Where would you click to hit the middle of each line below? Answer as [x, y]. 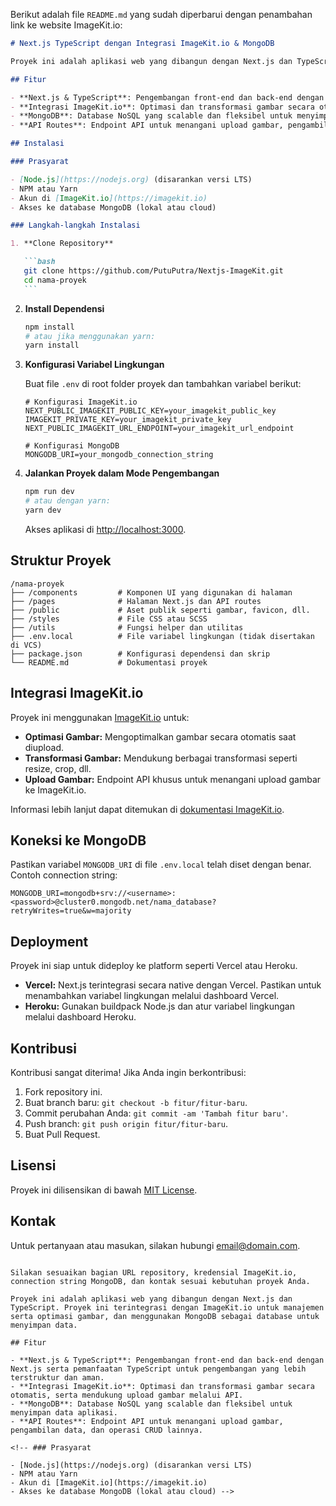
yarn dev [43, 510]
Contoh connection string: [64, 875]
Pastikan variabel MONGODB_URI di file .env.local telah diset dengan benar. [161, 865]
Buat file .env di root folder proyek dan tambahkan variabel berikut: [163, 384]
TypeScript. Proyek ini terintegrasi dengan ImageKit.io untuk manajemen [167, 1307]
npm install [49, 327]
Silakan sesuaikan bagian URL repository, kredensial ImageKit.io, [154, 1272]
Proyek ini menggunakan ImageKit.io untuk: [100, 717]
